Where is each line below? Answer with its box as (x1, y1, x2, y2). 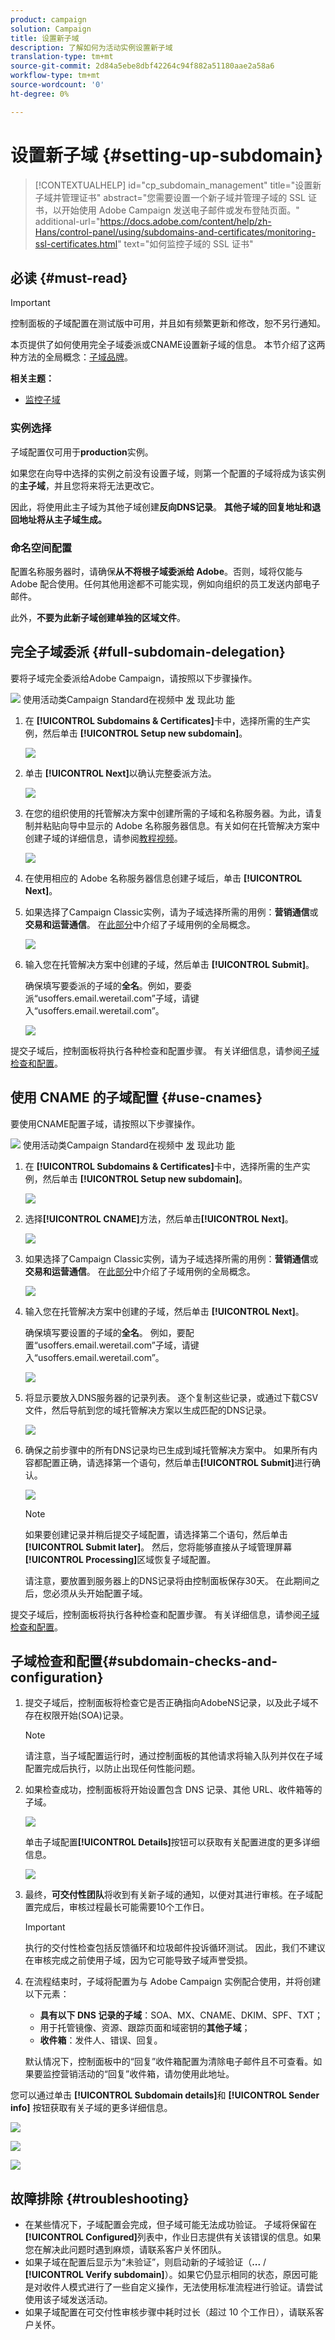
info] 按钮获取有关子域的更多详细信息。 (10, 2102, 173, 2114)
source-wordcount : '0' (10, 80, 105, 90)
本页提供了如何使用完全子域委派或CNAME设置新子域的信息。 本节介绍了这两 (10, 339, 326, 351)
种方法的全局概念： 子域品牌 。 (10, 351, 133, 363)
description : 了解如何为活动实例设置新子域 (10, 42, 173, 53)
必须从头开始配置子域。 (51, 1587, 148, 1599)
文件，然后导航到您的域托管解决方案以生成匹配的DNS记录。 (24, 1404, 272, 1416)
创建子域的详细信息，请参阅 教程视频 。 (24, 832, 183, 844)
